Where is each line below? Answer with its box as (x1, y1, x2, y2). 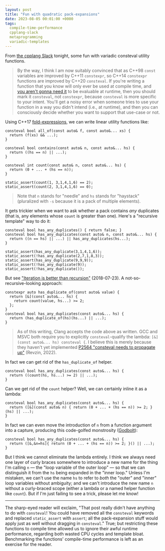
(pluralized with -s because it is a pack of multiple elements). (17, 198, 141, 204)
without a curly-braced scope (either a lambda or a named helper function (5, 485, 156, 491)
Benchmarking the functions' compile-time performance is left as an (5, 536, 143, 542)
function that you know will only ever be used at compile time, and (17, 83, 151, 89)
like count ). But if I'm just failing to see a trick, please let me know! (5, 490, 138, 496)
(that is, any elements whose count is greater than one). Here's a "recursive (5, 213, 158, 219)
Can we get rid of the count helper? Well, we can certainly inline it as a (5, 386, 147, 392)
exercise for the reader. (5, 541, 53, 547)
